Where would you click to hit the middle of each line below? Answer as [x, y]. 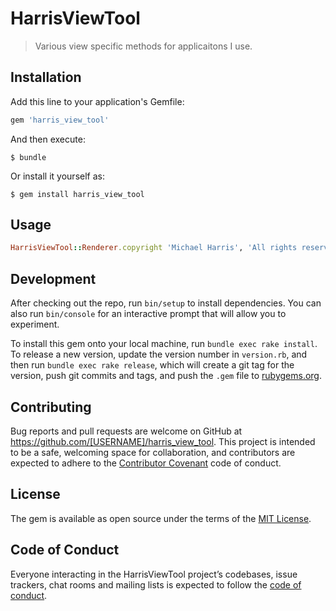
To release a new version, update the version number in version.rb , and [159, 354]
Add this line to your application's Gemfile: [97, 101]
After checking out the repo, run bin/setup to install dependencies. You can [166, 303]
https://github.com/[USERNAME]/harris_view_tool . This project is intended [163, 441]
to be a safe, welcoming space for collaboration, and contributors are [153, 452]
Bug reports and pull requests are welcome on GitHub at [126, 431]
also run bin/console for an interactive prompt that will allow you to [148, 314]
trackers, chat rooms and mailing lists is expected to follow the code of [156, 584]
